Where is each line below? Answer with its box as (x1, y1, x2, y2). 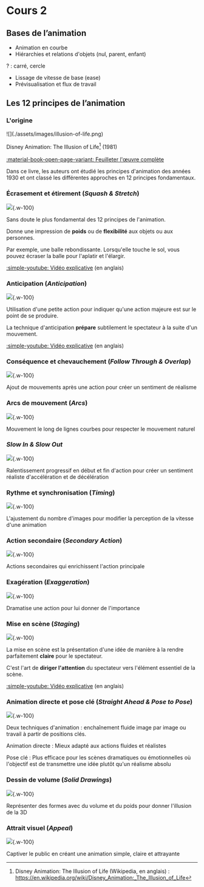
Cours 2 (6, 4, 47, 18)
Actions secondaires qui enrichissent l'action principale (6, 563, 145, 570)
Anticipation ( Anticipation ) (6, 279, 87, 288)
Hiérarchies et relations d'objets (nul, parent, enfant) (15, 50, 146, 58)
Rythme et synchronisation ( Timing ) (6, 488, 115, 496)
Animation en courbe (15, 44, 68, 51)
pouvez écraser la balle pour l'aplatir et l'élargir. (6, 252, 126, 259)
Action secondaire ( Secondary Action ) (6, 537, 123, 545)
